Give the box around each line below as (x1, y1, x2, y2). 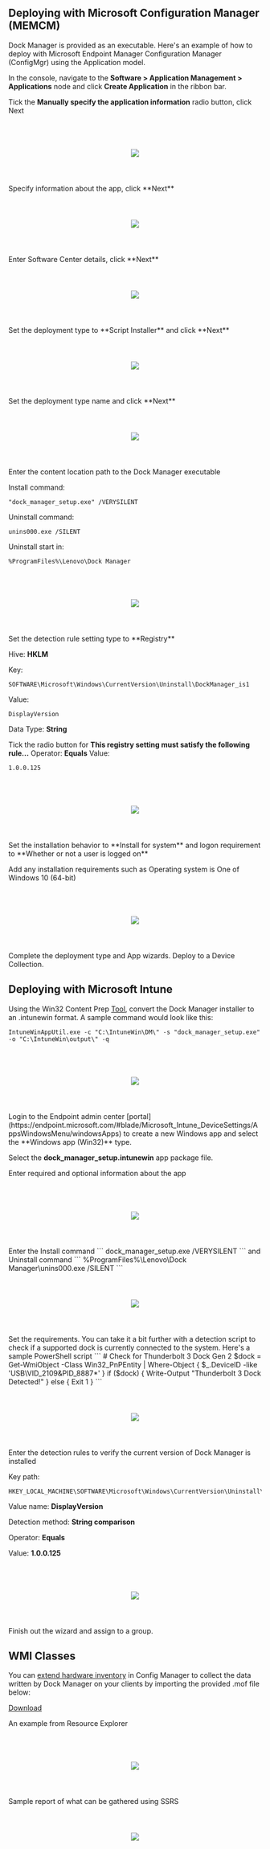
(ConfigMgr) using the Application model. (8, 57, 146, 67)
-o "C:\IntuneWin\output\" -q (8, 1035, 110, 1043)
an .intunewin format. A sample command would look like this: (8, 1012, 214, 1022)
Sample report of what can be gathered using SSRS (8, 1797, 179, 1806)
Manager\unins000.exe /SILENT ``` (8, 1263, 123, 1273)
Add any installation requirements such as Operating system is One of (8, 864, 239, 874)
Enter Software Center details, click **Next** (8, 254, 159, 264)
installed (8, 1456, 37, 1466)
